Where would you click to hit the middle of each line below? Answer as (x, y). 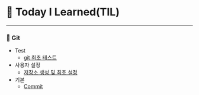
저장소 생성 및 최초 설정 (51, 73)
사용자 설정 (28, 65)
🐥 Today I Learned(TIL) (63, 12)
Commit (33, 86)
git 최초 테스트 (40, 58)
